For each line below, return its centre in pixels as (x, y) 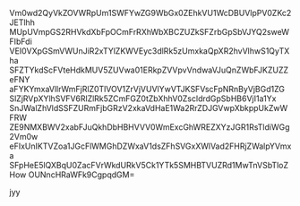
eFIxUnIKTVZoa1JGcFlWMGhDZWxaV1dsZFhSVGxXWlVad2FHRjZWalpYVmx (150, 146)
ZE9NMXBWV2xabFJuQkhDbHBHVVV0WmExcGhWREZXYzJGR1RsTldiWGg (150, 127)
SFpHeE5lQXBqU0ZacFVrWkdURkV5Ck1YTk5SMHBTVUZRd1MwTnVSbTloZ (149, 165)
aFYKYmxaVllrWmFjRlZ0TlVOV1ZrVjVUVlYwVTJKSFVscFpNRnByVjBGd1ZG (147, 89)
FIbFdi (21, 41)
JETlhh (22, 22)
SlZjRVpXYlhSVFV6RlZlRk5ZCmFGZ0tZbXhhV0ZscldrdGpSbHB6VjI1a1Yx (143, 99)
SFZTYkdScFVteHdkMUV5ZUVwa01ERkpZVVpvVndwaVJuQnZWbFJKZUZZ (149, 70)
